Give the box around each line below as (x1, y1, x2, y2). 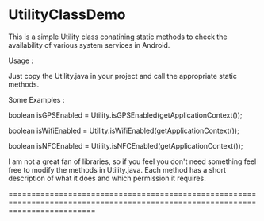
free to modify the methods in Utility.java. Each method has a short (8, 165, 227, 174)
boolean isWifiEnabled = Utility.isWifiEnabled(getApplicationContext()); (8, 126, 239, 135)
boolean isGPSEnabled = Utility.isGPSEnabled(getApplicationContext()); (8, 110, 243, 120)
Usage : (8, 56, 34, 65)
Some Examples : (8, 95, 65, 104)
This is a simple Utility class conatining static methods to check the (8, 32, 228, 41)
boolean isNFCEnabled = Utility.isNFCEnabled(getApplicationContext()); (8, 141, 243, 150)
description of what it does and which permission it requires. (8, 173, 206, 183)
